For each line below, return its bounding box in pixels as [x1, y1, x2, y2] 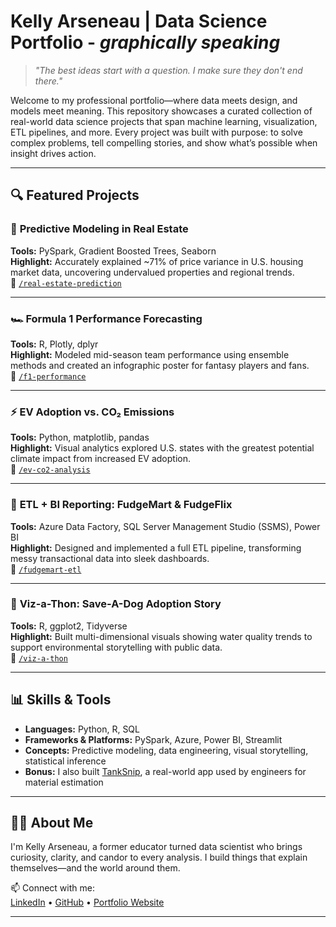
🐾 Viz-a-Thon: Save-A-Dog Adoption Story [10, 597, 222, 611]
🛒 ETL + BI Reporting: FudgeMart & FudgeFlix [10, 498, 233, 512]
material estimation [24, 776, 104, 788]
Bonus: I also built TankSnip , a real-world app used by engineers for [24, 765, 307, 777]
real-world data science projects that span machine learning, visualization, [10, 115, 318, 127]
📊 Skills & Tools [10, 691, 112, 709]
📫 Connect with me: [10, 882, 95, 894]
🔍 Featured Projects [10, 187, 140, 204]
